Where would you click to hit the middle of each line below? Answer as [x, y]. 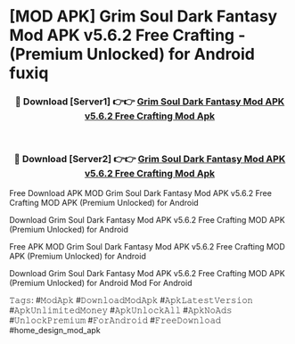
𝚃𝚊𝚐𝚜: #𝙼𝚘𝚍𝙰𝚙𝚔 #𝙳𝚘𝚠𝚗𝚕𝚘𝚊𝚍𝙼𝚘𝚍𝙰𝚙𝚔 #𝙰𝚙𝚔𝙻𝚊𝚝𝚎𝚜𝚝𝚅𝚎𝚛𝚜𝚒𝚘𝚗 [131, 299]
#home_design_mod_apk [55, 330]
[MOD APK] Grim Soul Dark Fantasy [143, 16]
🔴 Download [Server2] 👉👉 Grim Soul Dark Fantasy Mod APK [150, 160]
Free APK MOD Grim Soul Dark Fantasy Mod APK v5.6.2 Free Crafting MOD [147, 246]
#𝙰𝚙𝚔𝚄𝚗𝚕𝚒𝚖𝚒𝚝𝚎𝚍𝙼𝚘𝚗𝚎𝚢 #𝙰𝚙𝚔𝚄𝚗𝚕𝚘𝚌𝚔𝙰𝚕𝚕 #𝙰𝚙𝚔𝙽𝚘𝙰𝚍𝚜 [121, 310]
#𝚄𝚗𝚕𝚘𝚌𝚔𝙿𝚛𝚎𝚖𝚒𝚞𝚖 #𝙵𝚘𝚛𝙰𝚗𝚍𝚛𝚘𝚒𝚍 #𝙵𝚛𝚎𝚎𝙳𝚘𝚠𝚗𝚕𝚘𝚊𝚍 [115, 320]
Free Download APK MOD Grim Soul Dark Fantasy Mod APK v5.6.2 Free [140, 192]
